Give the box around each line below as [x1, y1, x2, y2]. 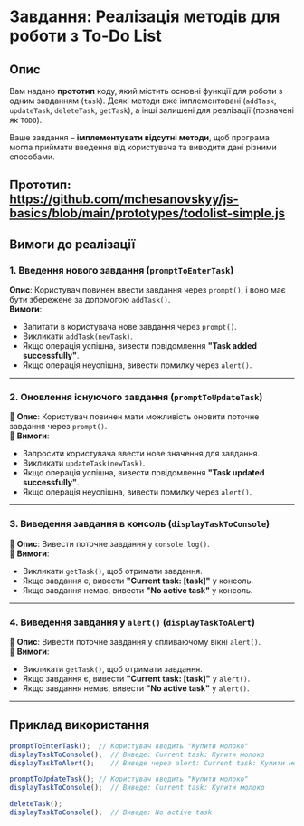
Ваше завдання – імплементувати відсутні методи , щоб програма [9, 132, 270, 142]
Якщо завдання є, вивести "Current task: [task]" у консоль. [22, 575, 253, 586]
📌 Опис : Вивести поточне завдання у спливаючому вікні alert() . [9, 636, 261, 647]
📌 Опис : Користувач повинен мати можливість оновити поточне [9, 411, 260, 422]
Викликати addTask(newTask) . [22, 331, 134, 341]
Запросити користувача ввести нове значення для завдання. [22, 448, 261, 459]
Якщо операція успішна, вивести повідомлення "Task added [22, 341, 258, 351]
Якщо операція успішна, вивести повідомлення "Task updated [22, 467, 265, 478]
